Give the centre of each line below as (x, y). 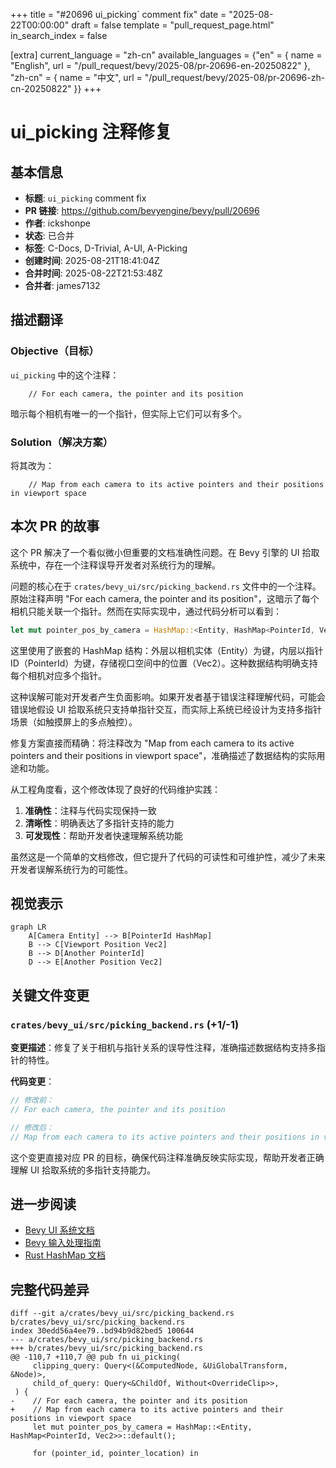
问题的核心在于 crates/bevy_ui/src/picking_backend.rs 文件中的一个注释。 (166, 586)
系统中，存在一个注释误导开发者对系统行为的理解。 (115, 565)
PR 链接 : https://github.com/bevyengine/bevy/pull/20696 (142, 210)
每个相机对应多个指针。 (58, 675)
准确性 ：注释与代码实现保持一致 (90, 810)
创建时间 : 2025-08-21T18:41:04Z (92, 260)
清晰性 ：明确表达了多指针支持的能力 (99, 823)
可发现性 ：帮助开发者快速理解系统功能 (103, 835)
